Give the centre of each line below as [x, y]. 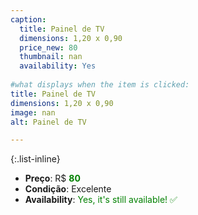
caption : [28, 19]
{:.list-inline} [35, 159]
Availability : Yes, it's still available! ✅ [101, 200]
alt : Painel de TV [48, 122]
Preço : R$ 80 [52, 178]
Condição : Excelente [68, 189]
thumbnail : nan [51, 57]
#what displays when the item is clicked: [100, 85]
